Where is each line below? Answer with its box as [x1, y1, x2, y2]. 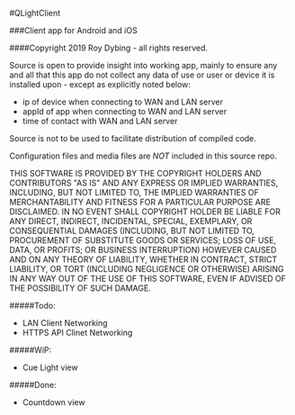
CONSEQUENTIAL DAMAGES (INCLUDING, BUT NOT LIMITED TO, [9, 225, 255, 236]
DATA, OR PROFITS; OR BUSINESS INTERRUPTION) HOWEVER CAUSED [9, 245, 277, 255]
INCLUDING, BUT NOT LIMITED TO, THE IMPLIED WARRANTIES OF [9, 187, 259, 197]
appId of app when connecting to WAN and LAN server [22, 106, 228, 116]
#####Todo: [9, 301, 56, 311]
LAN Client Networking [22, 318, 108, 328]
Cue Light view [22, 362, 78, 373]
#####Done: [9, 380, 57, 390]
